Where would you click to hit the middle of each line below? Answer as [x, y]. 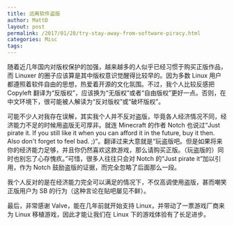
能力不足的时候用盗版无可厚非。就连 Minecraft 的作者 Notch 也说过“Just [117, 125]
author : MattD [28, 20]
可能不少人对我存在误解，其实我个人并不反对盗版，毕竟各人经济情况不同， [114, 116]
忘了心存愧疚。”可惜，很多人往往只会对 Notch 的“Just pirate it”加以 [120, 158]
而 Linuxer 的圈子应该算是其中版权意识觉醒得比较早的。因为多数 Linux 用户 [114, 75]
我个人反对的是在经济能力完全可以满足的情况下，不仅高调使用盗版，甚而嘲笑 [117, 182]
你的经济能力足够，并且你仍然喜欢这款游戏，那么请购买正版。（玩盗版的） [112, 150]
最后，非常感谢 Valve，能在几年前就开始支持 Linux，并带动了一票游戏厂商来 [116, 205]
